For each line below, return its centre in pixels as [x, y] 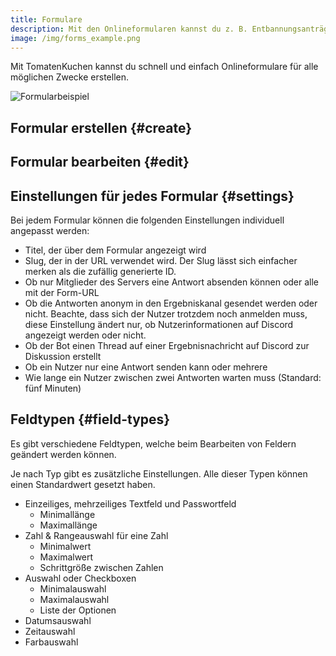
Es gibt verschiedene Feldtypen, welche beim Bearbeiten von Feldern [153, 443]
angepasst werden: [50, 230]
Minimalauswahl [73, 588]
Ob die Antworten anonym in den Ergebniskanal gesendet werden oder [171, 303]
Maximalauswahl [74, 599]
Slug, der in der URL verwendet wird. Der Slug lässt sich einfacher [161, 260]
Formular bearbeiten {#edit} [100, 162]
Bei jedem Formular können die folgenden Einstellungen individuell [147, 220]
